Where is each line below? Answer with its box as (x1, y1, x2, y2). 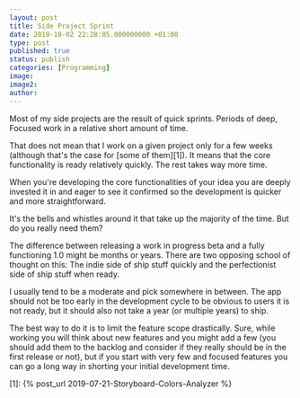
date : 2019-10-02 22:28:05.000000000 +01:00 (9, 30, 179, 39)
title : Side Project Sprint (9, 22, 115, 31)
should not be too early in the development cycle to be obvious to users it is (9, 296, 290, 306)
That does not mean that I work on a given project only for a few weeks (9, 140, 273, 151)
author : (9, 88, 39, 97)
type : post (9, 38, 50, 48)
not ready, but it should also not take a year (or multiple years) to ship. (9, 305, 269, 315)
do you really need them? (9, 222, 103, 234)
